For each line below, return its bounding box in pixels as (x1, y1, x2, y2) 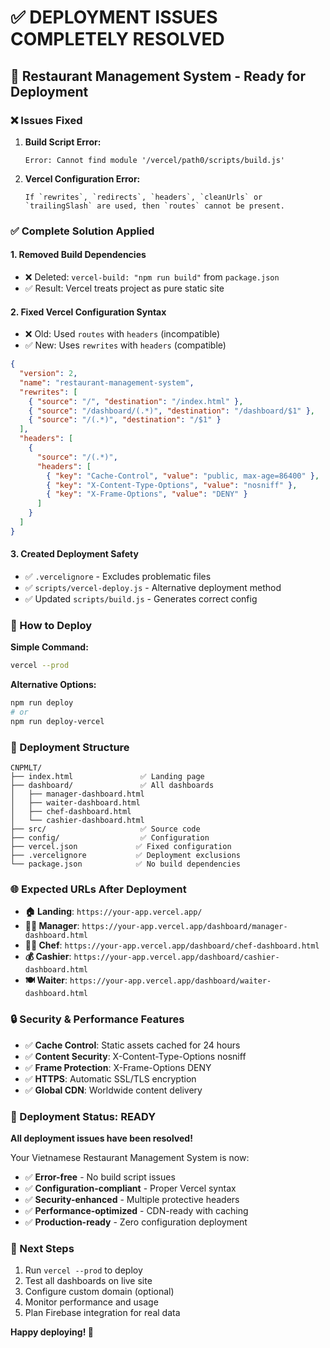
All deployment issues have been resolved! (10, 1132, 193, 1145)
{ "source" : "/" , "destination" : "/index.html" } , (28, 396, 244, 406)
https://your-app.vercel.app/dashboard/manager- (81, 922, 288, 932)
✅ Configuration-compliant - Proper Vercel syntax (24, 1182, 237, 1195)
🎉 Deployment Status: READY (10, 1109, 157, 1123)
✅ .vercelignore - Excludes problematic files (24, 571, 212, 583)
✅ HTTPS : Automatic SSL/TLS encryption (24, 1072, 197, 1085)
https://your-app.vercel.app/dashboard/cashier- (73, 952, 280, 963)
